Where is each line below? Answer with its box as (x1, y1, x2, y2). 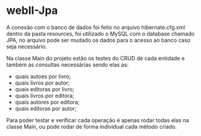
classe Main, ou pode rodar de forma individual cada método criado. (6, 123, 177, 130)
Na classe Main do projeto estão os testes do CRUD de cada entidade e (6, 54, 185, 62)
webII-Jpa (6, 4, 58, 18)
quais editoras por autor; (15, 105, 77, 112)
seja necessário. (6, 43, 47, 50)
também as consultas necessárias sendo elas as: (6, 61, 129, 68)
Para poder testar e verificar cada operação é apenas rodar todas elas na (6, 116, 189, 124)
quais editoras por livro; (15, 85, 74, 92)
